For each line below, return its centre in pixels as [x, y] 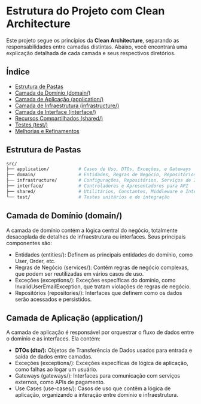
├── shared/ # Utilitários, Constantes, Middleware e [95, 191]
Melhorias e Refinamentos [47, 131]
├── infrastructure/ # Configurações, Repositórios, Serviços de [99, 180]
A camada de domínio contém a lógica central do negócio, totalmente [92, 230]
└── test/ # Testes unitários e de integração [88, 197]
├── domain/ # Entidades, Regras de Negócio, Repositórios [101, 175]
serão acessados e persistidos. [53, 299]
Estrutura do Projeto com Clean [86, 11]
